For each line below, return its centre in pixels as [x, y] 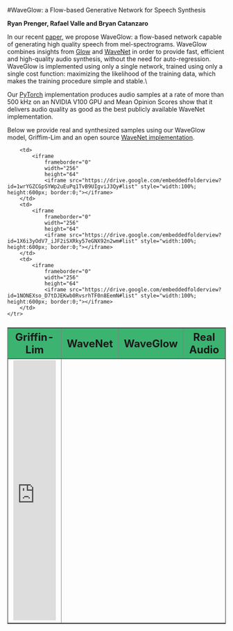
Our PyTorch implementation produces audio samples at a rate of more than [115, 94]
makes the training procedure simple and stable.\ [77, 81]
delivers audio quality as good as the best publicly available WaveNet [106, 109]
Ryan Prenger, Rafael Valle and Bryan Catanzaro [78, 23]
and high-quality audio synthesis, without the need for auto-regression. [109, 59]
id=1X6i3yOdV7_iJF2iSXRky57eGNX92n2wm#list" [72, 241]
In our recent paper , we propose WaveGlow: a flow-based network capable [115, 37]
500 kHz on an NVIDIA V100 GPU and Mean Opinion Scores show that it [110, 102]
